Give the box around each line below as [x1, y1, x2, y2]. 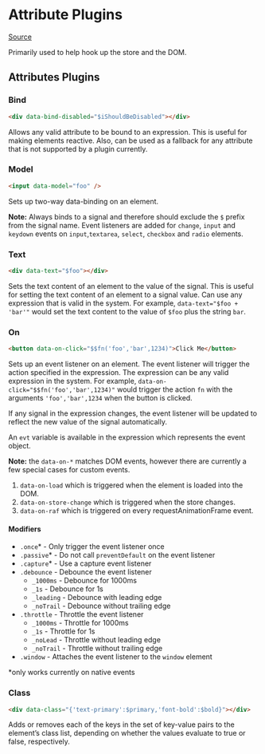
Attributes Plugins [8, 70, 100, 85]
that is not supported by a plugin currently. [8, 144, 148, 153]
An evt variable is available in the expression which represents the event [8, 432, 246, 442]
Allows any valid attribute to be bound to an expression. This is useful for [8, 127, 247, 136]
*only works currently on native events [8, 668, 135, 677]
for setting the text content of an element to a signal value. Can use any [8, 290, 243, 299]
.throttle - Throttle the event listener [19, 610, 144, 619]
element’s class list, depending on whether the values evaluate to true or [8, 728, 246, 738]
